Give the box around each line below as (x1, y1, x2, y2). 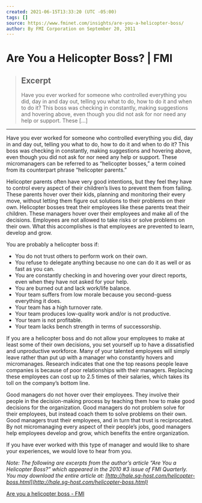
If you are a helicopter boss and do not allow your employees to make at (6, 335, 185, 342)
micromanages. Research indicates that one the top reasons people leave (6, 360, 188, 367)
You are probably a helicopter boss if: (6, 241, 99, 248)
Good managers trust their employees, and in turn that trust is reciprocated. (6, 417, 194, 424)
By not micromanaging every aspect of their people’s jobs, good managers (6, 423, 191, 431)
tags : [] (6, 14, 28, 20)
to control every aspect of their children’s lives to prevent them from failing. (6, 184, 192, 192)
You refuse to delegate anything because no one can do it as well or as (14, 259, 191, 266)
